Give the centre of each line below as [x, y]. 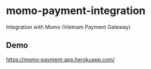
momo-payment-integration [76, 11]
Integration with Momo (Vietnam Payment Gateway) [68, 27]
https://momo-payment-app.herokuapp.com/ [61, 59]
